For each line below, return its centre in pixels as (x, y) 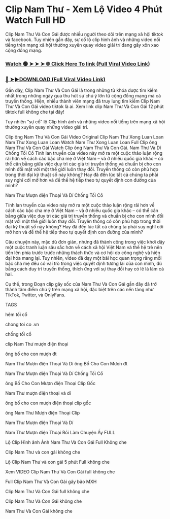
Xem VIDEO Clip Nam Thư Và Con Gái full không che (60, 472)
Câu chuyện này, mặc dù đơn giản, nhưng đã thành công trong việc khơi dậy (85, 242)
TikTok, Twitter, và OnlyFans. (36, 295)
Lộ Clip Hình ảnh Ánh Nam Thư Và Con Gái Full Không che (66, 442)
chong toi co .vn (22, 324)
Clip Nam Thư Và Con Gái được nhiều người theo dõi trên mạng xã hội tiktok (84, 34)
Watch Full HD (36, 20)
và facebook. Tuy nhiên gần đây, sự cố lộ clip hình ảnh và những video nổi (83, 40)
